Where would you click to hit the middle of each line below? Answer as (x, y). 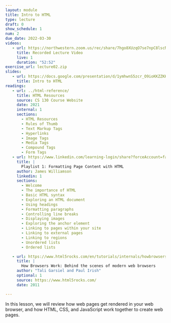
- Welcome (32, 186)
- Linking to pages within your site (61, 228)
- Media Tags (35, 143)
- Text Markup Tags (42, 129)
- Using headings (39, 205)
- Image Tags (35, 138)
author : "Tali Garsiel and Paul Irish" (59, 271)
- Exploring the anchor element (55, 223)
